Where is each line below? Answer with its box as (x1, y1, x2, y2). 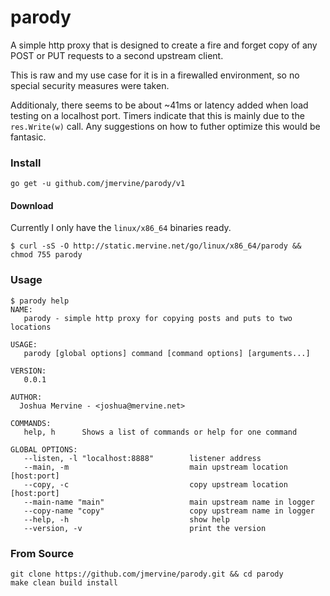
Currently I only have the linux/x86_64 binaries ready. (10, 222, 232, 234)
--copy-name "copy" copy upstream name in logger (23, 506, 315, 516)
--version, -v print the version (23, 523, 267, 533)
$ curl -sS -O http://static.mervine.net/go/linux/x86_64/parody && (10, 241, 302, 251)
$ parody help (10, 296, 70, 306)
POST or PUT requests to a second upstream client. (10, 49, 224, 61)
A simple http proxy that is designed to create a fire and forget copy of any (10, 39, 318, 51)
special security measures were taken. (10, 79, 170, 91)
